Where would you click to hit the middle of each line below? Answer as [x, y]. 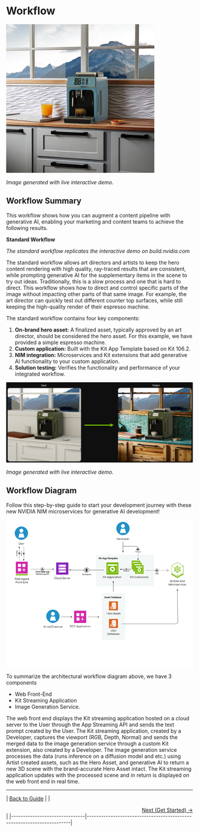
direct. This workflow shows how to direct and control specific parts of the [97, 288]
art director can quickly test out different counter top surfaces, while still [94, 300]
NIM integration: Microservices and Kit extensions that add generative [101, 355]
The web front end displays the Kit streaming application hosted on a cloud [98, 718]
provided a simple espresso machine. [60, 342]
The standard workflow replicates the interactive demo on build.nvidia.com [98, 251]
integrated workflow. [40, 374]
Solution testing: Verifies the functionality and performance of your [97, 367]
